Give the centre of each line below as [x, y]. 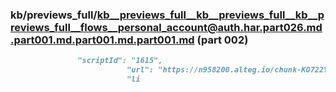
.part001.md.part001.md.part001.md [102, 40]
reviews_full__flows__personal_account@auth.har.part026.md [166, 27]
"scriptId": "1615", [120, 61]
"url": [140, 70]
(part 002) [222, 40]
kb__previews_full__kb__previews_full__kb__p [210, 15]
